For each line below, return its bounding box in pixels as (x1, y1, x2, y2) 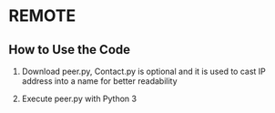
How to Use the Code (8, 42, 131, 57)
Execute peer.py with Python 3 (21, 93, 137, 104)
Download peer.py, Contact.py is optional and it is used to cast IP (21, 66, 266, 77)
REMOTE (8, 5, 76, 26)
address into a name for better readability (21, 76, 178, 87)
